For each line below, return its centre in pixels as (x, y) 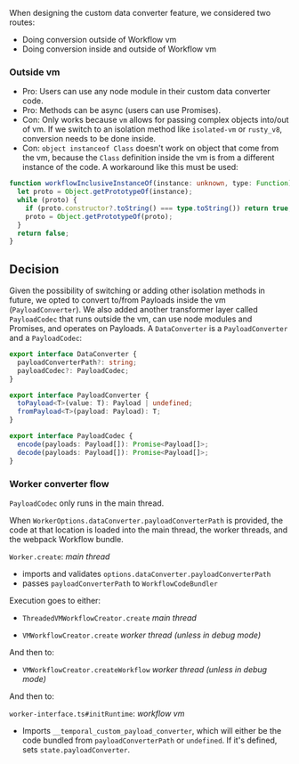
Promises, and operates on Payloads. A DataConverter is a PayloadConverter (149, 329)
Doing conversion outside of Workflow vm (99, 40)
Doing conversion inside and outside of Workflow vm (119, 49)
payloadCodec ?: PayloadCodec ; (73, 370)
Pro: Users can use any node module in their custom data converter (146, 92)
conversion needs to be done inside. (89, 139)
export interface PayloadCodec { (71, 436)
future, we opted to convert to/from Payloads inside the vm (117, 300)
